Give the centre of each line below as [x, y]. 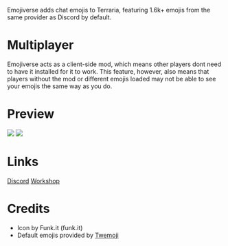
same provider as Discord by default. [59, 17]
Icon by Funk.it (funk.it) [50, 227]
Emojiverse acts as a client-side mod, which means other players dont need [114, 64]
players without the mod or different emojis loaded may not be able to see [112, 79]
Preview [31, 114]
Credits [28, 209]
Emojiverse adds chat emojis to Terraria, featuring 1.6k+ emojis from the [109, 10]
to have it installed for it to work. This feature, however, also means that [108, 71]
